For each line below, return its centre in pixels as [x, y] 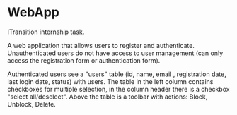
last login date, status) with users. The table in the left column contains [110, 81]
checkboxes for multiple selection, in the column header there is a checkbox [118, 89]
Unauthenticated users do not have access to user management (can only [115, 53]
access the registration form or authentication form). [84, 60]
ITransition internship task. [46, 32]
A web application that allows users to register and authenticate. [101, 45]
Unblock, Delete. [32, 104]
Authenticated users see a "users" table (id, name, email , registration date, [117, 74]
